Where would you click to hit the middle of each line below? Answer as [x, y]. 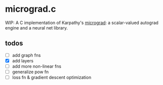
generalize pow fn [30, 72]
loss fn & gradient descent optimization [52, 77]
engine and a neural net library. [36, 28]
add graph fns [26, 55]
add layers [23, 60]
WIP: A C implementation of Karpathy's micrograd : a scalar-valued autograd [82, 23]
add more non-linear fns [37, 66]
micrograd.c [31, 9]
